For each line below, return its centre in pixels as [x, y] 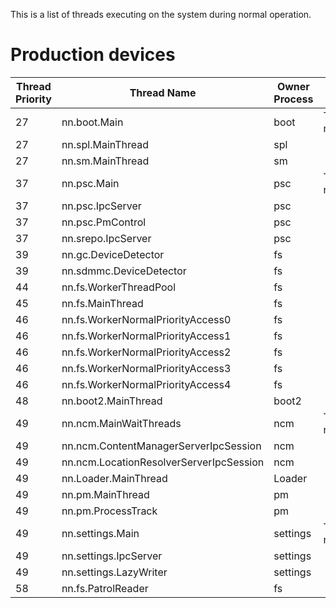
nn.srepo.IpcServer [106, 238]
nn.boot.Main [92, 122]
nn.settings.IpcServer [112, 556]
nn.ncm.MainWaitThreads [121, 423]
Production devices [93, 55]
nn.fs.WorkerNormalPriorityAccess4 [146, 384]
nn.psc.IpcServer [101, 206]
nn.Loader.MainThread [114, 478]
